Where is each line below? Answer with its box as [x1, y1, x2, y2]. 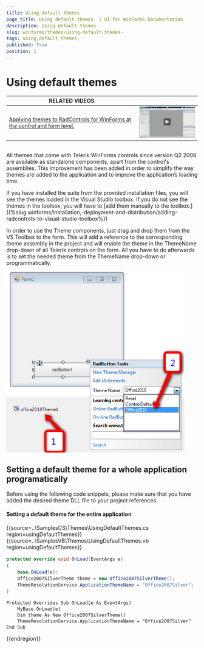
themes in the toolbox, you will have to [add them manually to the [6, 202, 169, 210]
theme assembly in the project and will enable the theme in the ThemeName [6, 240, 197, 247]
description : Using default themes [6, 23, 97, 29]
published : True [6, 42, 47, 48]
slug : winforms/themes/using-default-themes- [6, 29, 123, 35]
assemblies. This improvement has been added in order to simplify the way [6, 164, 194, 172]
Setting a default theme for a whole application [6, 465, 187, 475]
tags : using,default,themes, [6, 35, 80, 42]
